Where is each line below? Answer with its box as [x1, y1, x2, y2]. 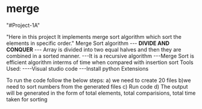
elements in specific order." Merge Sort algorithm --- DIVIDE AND [6, 40, 170, 47]
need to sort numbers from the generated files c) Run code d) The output [6, 83, 188, 90]
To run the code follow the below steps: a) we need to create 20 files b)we [6, 77, 191, 84]
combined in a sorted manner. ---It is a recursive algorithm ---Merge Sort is [6, 52, 195, 59]
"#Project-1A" [6, 22, 40, 29]
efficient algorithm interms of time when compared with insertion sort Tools [6, 59, 194, 66]
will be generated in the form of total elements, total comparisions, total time [6, 89, 196, 96]
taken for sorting [6, 95, 48, 103]
